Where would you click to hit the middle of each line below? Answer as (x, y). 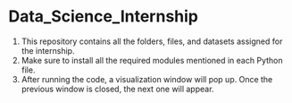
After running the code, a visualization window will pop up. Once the (147, 79)
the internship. (48, 50)
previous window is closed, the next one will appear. (117, 89)
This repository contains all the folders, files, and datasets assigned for (152, 41)
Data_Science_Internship (103, 17)
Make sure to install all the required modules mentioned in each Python (152, 60)
